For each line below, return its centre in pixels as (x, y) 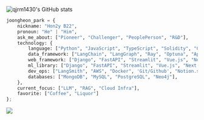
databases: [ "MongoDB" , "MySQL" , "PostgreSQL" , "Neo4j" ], (103, 77)
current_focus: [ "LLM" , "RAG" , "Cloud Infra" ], (78, 88)
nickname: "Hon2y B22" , (47, 26)
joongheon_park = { (31, 21)
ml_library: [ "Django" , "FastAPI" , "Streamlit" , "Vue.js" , (104, 65)
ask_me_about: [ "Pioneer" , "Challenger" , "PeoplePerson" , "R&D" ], (103, 37)
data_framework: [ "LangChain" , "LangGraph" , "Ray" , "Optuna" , (108, 55)
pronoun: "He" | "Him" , (47, 32)
